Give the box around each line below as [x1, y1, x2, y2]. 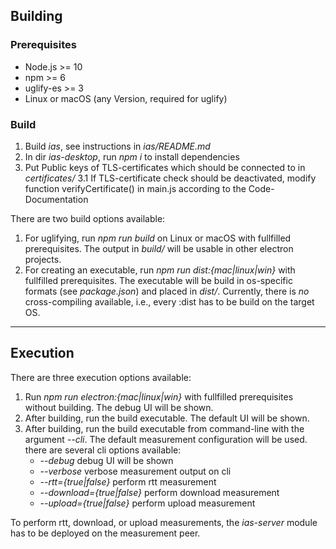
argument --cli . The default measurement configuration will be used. [24, 433, 308, 445]
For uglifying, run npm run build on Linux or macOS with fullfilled [24, 232, 292, 244]
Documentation [24, 193, 89, 205]
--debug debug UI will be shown [39, 454, 174, 466]
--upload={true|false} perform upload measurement [39, 497, 256, 509]
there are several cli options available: [24, 444, 182, 456]
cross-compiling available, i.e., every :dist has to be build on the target [24, 295, 315, 308]
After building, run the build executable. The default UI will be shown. [24, 412, 310, 424]
